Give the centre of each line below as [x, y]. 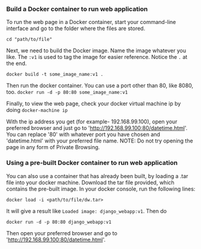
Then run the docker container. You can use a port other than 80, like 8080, [100, 85]
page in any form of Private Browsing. [53, 147]
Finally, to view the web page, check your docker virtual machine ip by [94, 103]
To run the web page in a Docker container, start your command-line [91, 22]
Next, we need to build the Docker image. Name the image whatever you [96, 51]
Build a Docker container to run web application [77, 9]
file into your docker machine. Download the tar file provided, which [90, 182]
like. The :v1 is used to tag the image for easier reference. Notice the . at [97, 57]
